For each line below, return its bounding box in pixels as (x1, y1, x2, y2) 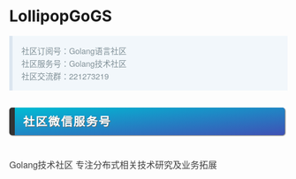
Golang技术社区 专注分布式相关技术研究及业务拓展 (9, 158, 218, 172)
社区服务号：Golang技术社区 (21, 56, 127, 70)
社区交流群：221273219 (21, 70, 110, 83)
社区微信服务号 (23, 113, 112, 130)
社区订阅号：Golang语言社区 (21, 44, 127, 56)
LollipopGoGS (9, 6, 112, 26)
